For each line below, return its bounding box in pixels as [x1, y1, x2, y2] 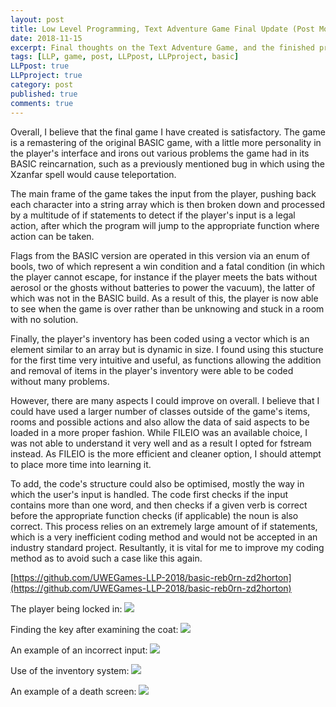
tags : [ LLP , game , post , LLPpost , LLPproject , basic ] [10, 52, 240, 62]
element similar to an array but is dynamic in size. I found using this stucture [10, 343, 324, 355]
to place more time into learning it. [10, 458, 152, 470]
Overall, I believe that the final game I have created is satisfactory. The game [10, 126, 326, 138]
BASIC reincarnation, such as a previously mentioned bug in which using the [10, 157, 325, 170]
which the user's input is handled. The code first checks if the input [10, 488, 288, 500]
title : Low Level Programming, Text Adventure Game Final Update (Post [10, 24, 315, 34]
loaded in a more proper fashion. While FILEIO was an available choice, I [10, 426, 308, 438]
